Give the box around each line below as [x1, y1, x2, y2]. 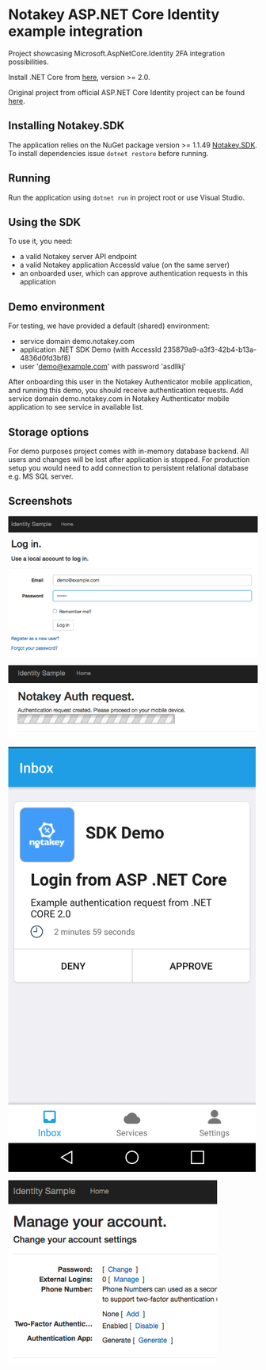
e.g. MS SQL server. [8, 471, 74, 481]
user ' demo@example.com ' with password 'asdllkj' [19, 362, 186, 372]
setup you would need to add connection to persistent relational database [8, 464, 249, 472]
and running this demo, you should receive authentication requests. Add [8, 386, 244, 395]
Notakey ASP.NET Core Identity [8, 6, 220, 24]
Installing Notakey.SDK [8, 119, 125, 132]
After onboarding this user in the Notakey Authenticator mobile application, [8, 377, 253, 387]
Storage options [8, 426, 89, 439]
